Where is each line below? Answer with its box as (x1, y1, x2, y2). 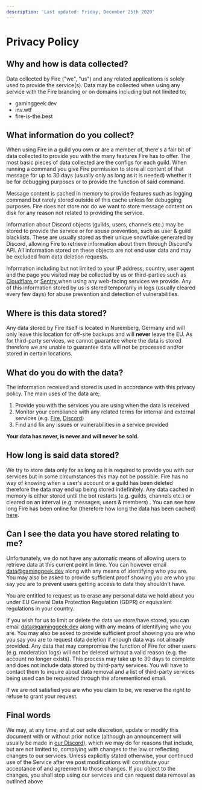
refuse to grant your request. (6, 693, 78, 700)
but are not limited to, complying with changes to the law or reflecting (6, 745, 179, 752)
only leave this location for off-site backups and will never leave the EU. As (6, 331, 193, 338)
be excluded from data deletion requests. (6, 253, 109, 260)
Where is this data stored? (6, 308, 107, 318)
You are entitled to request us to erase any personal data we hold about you (6, 591, 195, 599)
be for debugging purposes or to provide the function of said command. (6, 178, 185, 185)
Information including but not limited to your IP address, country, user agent (6, 265, 195, 272)
